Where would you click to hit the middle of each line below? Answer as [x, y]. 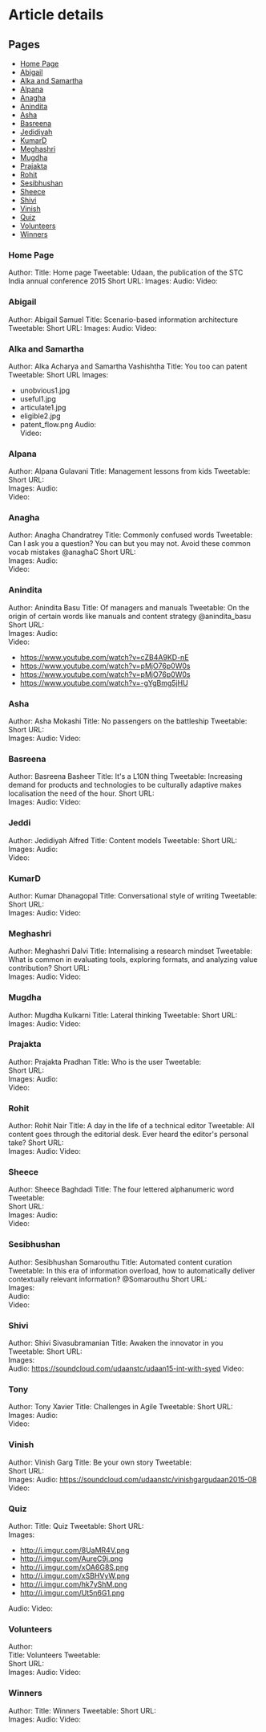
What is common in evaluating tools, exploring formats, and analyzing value [133, 960]
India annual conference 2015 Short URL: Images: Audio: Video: [113, 281]
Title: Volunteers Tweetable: [54, 1655]
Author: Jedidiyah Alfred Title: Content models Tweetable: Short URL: [123, 840]
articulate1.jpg [43, 407]
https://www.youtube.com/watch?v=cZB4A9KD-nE [105, 657]
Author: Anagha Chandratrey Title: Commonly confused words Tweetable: [131, 535]
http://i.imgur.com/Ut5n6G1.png [72, 1592]
